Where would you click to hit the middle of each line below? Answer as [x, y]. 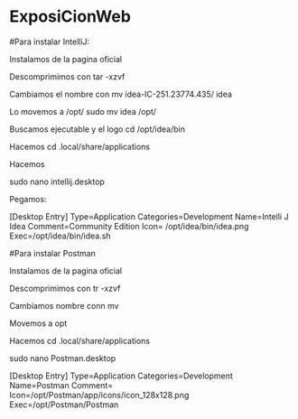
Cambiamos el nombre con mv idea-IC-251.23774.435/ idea [121, 94]
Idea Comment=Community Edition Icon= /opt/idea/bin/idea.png [129, 226]
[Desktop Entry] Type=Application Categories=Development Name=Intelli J [149, 216]
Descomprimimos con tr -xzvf [65, 288]
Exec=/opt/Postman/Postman [64, 405]
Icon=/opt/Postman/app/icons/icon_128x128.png [99, 395]
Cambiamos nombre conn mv [64, 305]
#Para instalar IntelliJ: [50, 42]
